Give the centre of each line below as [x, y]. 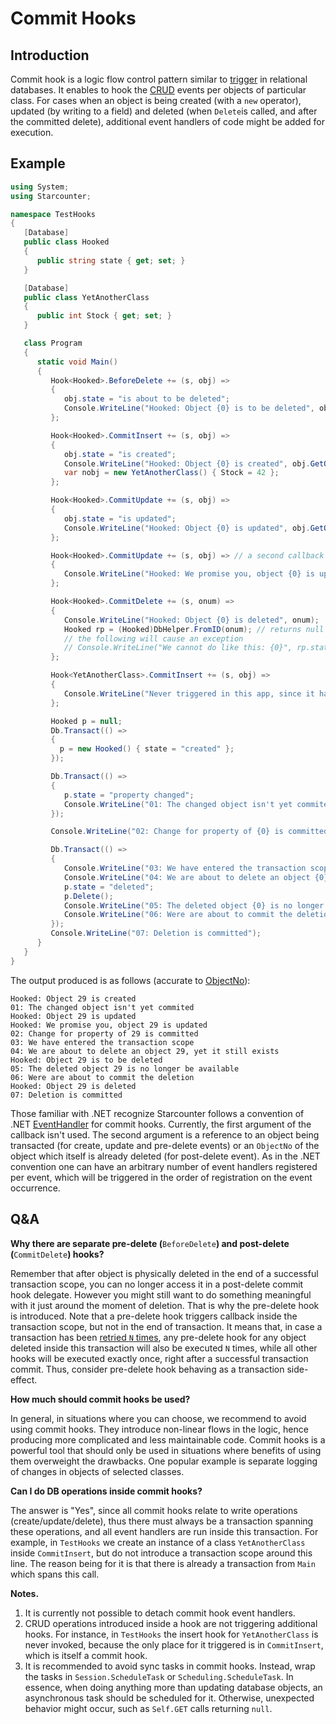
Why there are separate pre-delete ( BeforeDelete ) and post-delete [150, 1243]
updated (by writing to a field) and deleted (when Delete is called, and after [164, 111]
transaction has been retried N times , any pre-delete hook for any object [158, 1337]
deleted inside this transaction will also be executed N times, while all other [164, 1348]
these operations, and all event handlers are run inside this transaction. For [164, 1531]
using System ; [40, 187]
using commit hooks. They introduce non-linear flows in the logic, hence [159, 1429]
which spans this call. [55, 1574]
